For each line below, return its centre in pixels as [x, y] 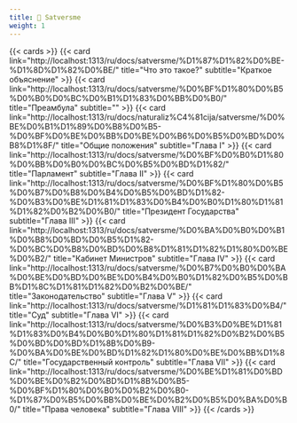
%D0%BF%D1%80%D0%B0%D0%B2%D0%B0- [99, 390]
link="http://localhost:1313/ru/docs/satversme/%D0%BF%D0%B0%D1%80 [146, 154]
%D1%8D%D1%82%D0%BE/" [64, 70]
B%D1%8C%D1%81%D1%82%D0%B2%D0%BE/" [101, 286]
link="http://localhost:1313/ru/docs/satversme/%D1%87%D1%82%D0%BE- [147, 60]
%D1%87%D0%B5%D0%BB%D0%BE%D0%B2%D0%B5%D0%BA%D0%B [148, 399]
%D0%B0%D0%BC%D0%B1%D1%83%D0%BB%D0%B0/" [118, 98]
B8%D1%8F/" [34, 145]
